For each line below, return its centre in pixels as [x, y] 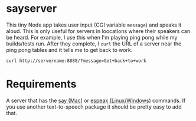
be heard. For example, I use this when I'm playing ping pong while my [92, 37]
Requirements [41, 84]
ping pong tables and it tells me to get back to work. [69, 50]
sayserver [32, 9]
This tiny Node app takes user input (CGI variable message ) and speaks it [94, 25]
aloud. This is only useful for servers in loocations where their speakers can [98, 31]
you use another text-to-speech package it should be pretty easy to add [94, 107]
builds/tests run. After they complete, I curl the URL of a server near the [94, 44]
